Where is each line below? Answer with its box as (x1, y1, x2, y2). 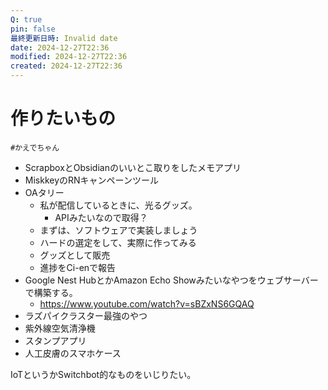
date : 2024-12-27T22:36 (10, 42, 110, 53)
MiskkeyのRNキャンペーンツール (24, 174, 159, 186)
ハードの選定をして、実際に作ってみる (39, 236, 197, 248)
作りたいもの (10, 107, 117, 130)
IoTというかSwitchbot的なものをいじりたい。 (10, 368, 197, 380)
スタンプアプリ (24, 334, 87, 346)
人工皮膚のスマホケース (24, 347, 122, 359)
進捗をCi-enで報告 (39, 261, 117, 273)
